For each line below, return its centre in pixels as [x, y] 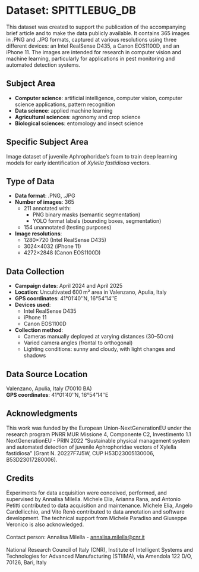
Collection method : [39, 330]
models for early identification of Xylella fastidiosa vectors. [79, 163]
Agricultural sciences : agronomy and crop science [78, 117]
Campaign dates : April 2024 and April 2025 [69, 286]
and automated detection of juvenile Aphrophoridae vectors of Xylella [91, 447]
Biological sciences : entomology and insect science [79, 123]
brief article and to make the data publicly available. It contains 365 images [98, 33]
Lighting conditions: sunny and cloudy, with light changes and [99, 349]
